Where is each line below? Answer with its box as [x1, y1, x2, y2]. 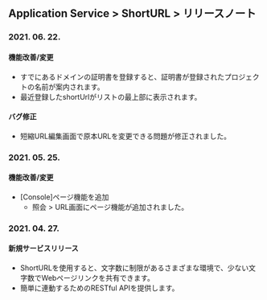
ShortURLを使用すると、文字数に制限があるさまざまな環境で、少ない [19, 263, 249, 273]
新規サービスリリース [8, 244, 79, 253]
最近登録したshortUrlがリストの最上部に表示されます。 [19, 92, 202, 101]
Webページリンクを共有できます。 [41, 273, 154, 282]
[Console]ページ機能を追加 [19, 191, 109, 202]
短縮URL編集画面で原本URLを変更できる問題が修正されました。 [19, 131, 232, 141]
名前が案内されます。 [34, 82, 105, 92]
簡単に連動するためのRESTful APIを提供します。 [19, 283, 179, 293]
